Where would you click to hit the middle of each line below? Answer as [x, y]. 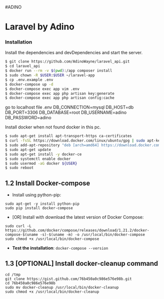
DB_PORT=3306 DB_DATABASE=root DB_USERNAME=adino [66, 112]
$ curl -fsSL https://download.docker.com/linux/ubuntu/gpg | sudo [75, 141]
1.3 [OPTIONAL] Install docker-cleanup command [82, 263]
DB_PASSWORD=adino [28, 118]
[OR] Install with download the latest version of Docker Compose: [78, 217]
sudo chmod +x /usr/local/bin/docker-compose [52, 239]
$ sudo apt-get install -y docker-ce [43, 154]
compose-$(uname [21, 235]
